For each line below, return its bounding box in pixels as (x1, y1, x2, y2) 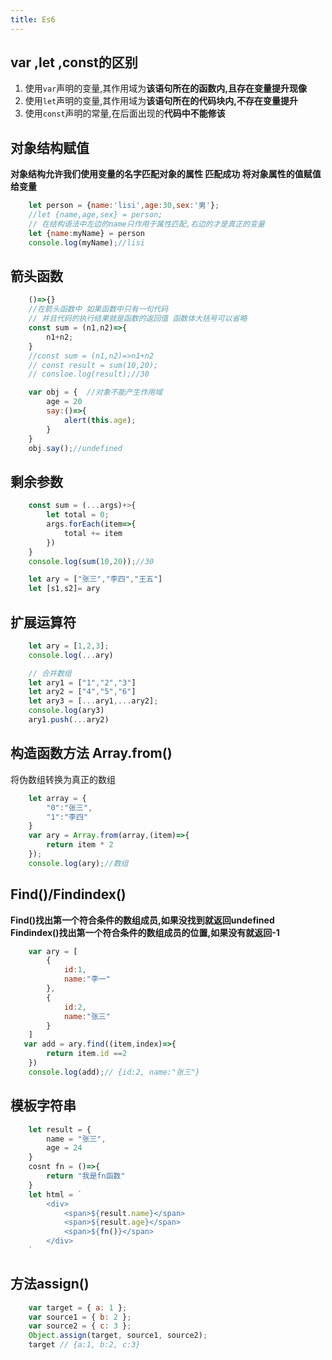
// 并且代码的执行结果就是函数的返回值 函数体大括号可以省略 (28, 314, 248, 324)
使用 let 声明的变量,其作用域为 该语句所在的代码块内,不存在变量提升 (24, 95, 299, 107)
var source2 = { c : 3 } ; (28, 1321, 132, 1331)
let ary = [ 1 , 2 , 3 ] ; (28, 641, 110, 651)
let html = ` (28, 1189, 83, 1200)
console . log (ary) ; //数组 (28, 858, 129, 868)
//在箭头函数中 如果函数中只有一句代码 (28, 304, 169, 315)
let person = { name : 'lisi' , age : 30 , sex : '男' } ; (28, 201, 220, 211)
